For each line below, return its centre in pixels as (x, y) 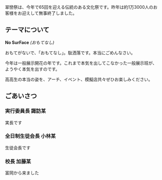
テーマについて (27, 30)
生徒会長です (18, 148)
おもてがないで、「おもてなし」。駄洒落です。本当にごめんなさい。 (70, 53)
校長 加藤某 (18, 161)
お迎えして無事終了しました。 (47, 13)
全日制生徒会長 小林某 (30, 136)
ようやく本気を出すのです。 (32, 69)
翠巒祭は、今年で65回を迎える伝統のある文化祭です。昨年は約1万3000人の (79, 7)
